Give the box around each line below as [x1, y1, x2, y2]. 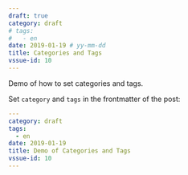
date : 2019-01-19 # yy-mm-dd [8, 42, 106, 50]
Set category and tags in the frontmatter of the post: [8, 94, 181, 104]
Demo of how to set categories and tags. [8, 78, 144, 88]
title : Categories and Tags [8, 49, 103, 57]
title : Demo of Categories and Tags [8, 147, 131, 155]
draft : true [8, 11, 48, 20]
